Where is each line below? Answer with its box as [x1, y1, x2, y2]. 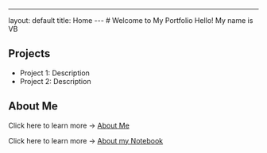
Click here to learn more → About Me [8, 120, 130, 130]
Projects [8, 47, 51, 60]
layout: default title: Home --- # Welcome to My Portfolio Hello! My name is [8, 16, 253, 25]
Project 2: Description [19, 76, 91, 86]
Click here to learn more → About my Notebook [8, 136, 164, 145]
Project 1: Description [19, 68, 90, 78]
